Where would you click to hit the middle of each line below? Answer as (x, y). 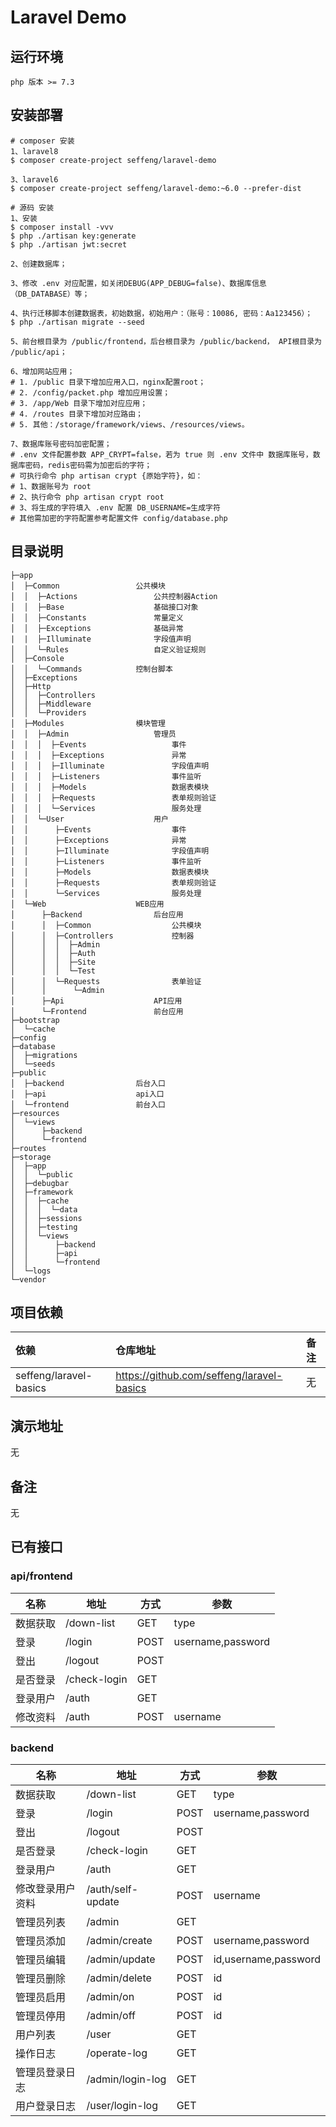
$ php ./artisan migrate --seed (77, 322)
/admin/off (111, 2016)
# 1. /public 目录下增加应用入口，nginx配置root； (108, 382)
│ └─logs (31, 1271)
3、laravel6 (34, 179)
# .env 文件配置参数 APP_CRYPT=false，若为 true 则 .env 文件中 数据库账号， (161, 454)
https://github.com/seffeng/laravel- (199, 1376)
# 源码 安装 (32, 207)
